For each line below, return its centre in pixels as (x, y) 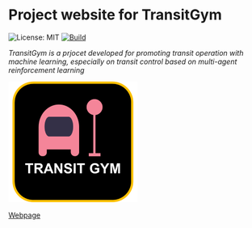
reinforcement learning (46, 70)
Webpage (25, 215)
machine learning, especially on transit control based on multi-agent (123, 61)
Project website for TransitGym (115, 15)
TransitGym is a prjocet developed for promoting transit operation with (126, 53)
